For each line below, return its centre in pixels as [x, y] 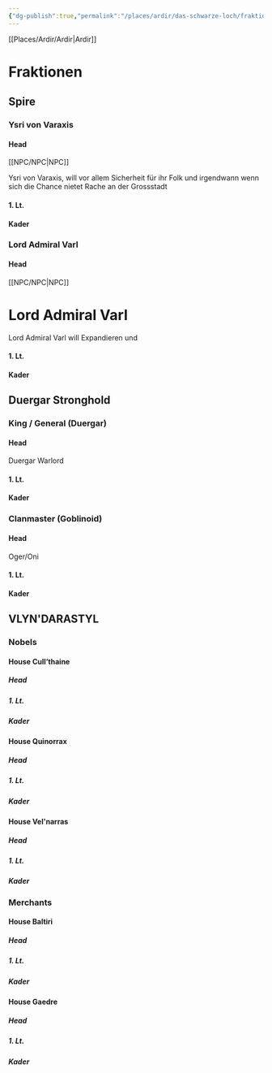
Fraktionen [45, 72]
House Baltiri [31, 922]
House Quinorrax [38, 742]
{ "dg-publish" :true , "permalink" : [65, 16]
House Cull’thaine [39, 661]
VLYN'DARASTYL [54, 619]
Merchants [30, 902]
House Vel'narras [38, 822]
